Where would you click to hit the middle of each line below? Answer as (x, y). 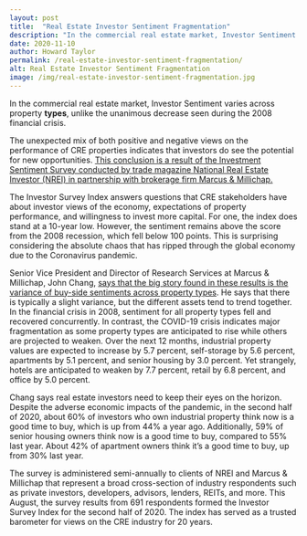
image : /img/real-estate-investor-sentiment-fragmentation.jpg (132, 78)
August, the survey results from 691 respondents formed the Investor (139, 502)
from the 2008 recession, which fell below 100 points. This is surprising (144, 236)
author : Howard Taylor (53, 52)
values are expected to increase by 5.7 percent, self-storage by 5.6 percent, (153, 350)
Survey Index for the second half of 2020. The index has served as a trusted (153, 511)
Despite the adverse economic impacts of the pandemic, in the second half (151, 406)
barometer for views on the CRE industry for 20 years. (111, 521)
